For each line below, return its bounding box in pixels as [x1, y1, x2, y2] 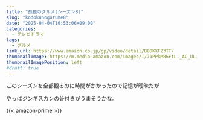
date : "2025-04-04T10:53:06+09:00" [6, 20, 96, 26]
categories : [6, 25, 36, 32]
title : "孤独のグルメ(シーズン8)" [6, 8, 84, 15]
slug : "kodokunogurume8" [6, 14, 69, 21]
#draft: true [6, 65, 39, 71]
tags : [6, 37, 20, 43]
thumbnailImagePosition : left [6, 59, 83, 65]
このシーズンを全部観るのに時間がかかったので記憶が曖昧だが [6, 82, 160, 89]
